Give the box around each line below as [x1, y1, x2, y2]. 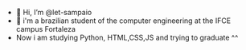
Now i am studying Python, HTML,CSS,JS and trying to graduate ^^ [15, 33, 239, 42]
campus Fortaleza [15, 25, 76, 33]
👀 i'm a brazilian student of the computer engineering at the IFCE [15, 16, 232, 25]
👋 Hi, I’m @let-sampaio [15, 8, 92, 17]
